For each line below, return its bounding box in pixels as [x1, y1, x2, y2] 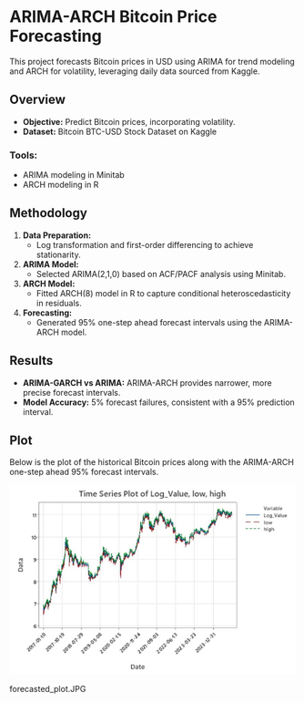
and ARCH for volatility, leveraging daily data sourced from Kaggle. [9, 66, 260, 77]
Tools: [9, 149, 38, 161]
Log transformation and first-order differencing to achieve [35, 239, 254, 250]
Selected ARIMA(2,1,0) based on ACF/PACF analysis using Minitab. [35, 268, 287, 279]
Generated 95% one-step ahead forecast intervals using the [35, 316, 262, 327]
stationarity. [35, 249, 81, 260]
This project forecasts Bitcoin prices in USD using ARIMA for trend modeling [9, 56, 296, 67]
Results [9, 353, 54, 368]
